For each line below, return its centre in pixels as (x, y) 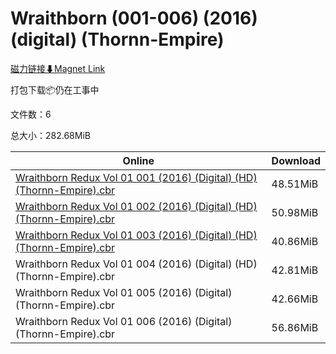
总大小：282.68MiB (50, 135)
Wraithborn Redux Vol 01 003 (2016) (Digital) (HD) (136, 235)
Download (296, 160)
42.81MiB (295, 270)
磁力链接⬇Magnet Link (58, 68)
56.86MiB (295, 327)
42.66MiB (295, 299)
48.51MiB (295, 184)
